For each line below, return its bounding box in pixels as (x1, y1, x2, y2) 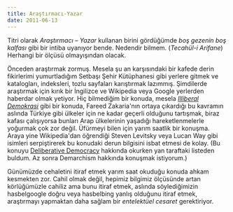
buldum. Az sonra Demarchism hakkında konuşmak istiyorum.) (7, 153, 188, 162)
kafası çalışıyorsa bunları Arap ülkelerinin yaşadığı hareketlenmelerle (7, 116, 205, 125)
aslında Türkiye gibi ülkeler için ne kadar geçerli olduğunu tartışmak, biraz (7, 109, 220, 118)
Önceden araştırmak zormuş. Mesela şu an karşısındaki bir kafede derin (7, 64, 215, 73)
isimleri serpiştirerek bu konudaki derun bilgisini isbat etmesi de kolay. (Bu (7, 139, 220, 147)
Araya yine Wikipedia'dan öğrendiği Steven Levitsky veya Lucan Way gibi (7, 131, 218, 140)
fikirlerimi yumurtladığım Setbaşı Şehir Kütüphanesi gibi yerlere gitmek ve (7, 71, 219, 80)
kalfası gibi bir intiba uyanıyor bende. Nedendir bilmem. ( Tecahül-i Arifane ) (7, 43, 223, 52)
